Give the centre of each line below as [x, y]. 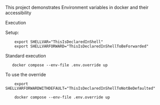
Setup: [12, 32]
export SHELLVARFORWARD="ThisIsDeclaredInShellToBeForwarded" [82, 46]
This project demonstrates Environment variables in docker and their [77, 7]
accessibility [18, 13]
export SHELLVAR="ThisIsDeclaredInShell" [59, 42]
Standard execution [26, 56]
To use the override [26, 74]
